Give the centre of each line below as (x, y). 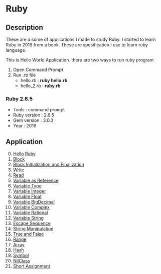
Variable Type (27, 186)
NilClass (22, 261)
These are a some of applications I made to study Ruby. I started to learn (81, 39)
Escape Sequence (32, 223)
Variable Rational (30, 213)
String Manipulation (33, 229)
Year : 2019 (25, 126)
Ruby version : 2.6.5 (34, 115)
